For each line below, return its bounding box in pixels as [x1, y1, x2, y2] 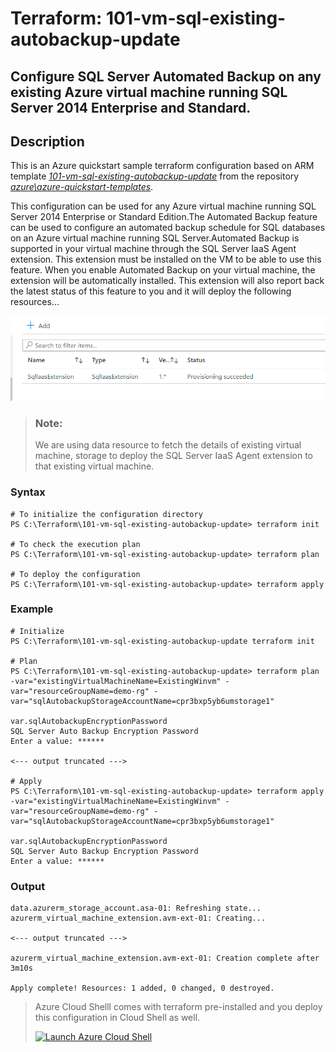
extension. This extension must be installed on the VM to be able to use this [10, 253, 322, 266]
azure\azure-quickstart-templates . [10, 181, 154, 193]
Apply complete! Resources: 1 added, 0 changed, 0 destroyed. [10, 983, 275, 994]
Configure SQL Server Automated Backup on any [10, 68, 322, 85]
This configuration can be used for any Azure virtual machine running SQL [10, 200, 317, 212]
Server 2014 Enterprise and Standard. [10, 99, 252, 116]
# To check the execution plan [10, 539, 141, 549]
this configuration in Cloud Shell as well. [34, 1012, 201, 1024]
